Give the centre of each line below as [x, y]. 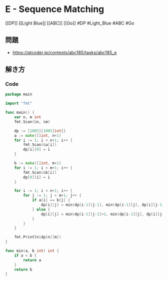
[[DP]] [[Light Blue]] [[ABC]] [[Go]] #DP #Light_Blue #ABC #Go [70, 23]
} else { [41, 209]
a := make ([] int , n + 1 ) [38, 135]
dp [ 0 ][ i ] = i [37, 177]
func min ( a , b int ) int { [32, 251]
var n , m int [28, 117]
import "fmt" [19, 104]
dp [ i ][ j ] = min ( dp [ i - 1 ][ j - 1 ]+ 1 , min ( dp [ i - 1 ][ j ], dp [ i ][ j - [102, 214]
